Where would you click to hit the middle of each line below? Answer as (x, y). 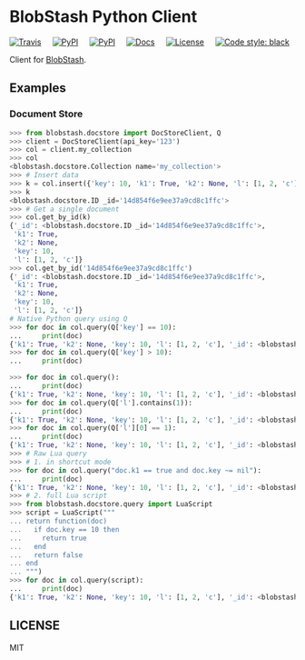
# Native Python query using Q (69, 319)
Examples (38, 88)
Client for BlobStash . (48, 59)
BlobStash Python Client (103, 17)
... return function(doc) (58, 521)
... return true (49, 538)
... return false (46, 555)
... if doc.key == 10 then (64, 529)
